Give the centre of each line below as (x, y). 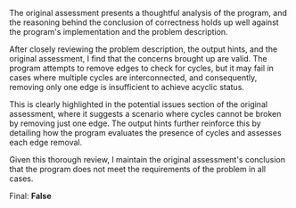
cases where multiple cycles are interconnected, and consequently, (133, 78)
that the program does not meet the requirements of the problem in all (137, 169)
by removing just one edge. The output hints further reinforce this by (135, 123)
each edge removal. (46, 142)
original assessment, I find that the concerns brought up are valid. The (138, 58)
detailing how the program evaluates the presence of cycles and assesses (146, 133)
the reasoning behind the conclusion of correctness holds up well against (144, 22)
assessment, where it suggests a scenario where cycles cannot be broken (145, 114)
